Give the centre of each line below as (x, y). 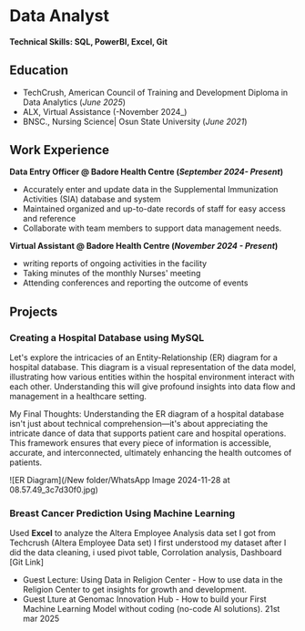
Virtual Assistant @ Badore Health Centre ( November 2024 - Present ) (144, 246)
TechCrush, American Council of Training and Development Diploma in (155, 92)
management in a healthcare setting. (78, 397)
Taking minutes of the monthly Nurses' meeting (112, 274)
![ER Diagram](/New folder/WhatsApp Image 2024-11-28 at (120, 481)
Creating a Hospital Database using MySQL (107, 337)
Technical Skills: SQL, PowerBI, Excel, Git (89, 41)
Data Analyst (60, 16)
